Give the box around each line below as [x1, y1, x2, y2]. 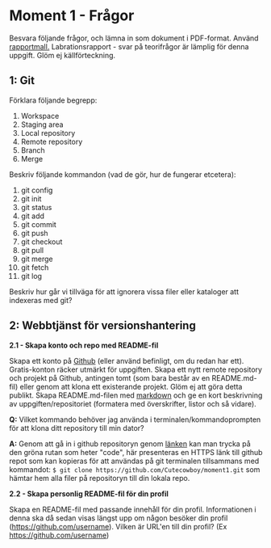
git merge [20, 254, 53, 263]
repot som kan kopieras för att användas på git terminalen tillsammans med [9, 456, 260, 466]
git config [20, 185, 53, 195]
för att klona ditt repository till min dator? [9, 423, 144, 432]
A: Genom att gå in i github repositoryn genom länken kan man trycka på [9, 439, 251, 449]
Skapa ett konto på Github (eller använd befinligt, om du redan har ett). [9, 356, 244, 365]
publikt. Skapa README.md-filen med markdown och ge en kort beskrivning [9, 390, 263, 400]
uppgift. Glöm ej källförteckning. [9, 50, 116, 60]
